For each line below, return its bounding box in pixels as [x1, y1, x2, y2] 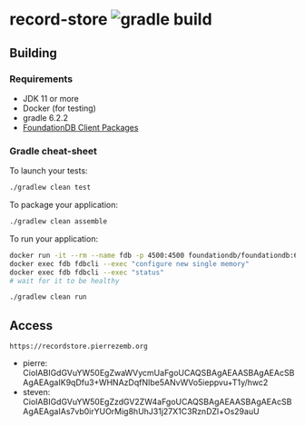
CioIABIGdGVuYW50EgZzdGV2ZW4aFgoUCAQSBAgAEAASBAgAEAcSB [22, 396, 292, 408]
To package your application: [9, 200, 119, 211]
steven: [22, 387, 51, 398]
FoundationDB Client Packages [22, 122, 139, 133]
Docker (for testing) [22, 103, 97, 114]
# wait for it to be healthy [9, 276, 120, 285]
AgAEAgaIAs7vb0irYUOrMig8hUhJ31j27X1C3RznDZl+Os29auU [22, 406, 261, 417]
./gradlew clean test [9, 183, 92, 193]
